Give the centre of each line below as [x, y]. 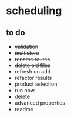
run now [25, 90]
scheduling [34, 11]
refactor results [33, 78]
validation [26, 46]
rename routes [32, 59]
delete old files [33, 65]
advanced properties [40, 103]
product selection [36, 84]
